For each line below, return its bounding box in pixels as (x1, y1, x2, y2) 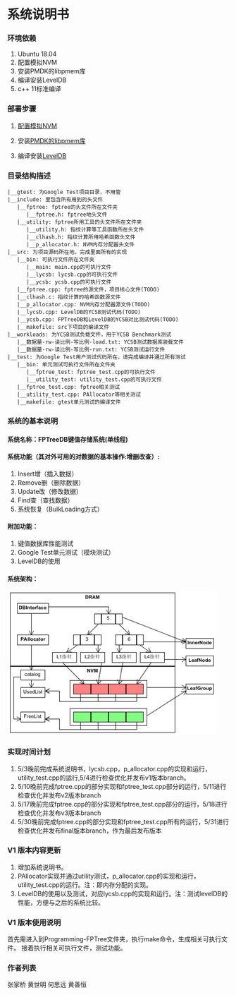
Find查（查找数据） (17, 495, 74, 505)
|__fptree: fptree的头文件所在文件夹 (16, 204, 118, 211)
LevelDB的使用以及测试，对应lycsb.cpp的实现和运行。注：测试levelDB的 (17, 889, 228, 898)
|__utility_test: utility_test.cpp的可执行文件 (25, 376, 162, 383)
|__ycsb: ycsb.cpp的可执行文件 (25, 279, 111, 286)
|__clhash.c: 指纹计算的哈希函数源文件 (16, 294, 121, 301)
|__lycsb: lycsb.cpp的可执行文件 (25, 271, 118, 279)
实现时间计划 (7, 747, 51, 757)
